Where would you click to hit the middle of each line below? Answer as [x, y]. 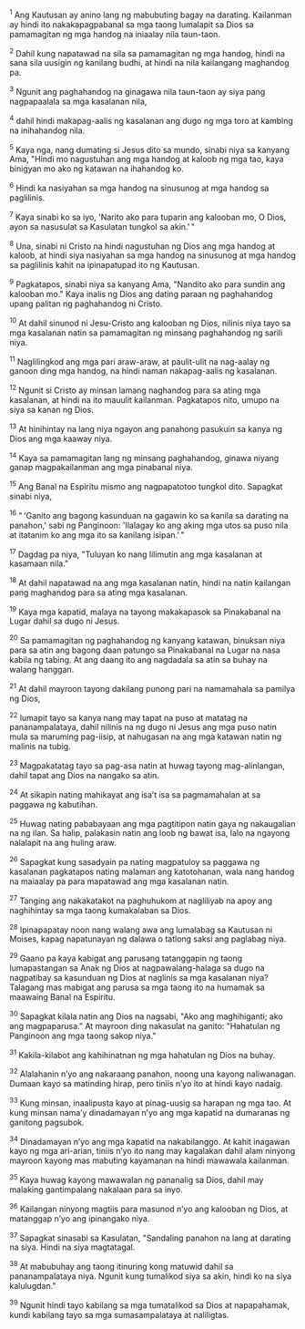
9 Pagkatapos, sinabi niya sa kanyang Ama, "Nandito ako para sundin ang [147, 283]
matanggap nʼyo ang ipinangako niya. [80, 1218]
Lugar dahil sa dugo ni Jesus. [65, 621]
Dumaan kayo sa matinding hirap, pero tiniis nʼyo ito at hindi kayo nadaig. [146, 1083]
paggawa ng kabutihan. [54, 804]
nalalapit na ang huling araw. [63, 843]
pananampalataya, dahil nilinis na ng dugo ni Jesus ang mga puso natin [143, 727]
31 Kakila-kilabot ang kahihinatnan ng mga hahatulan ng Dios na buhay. [142, 1054]
